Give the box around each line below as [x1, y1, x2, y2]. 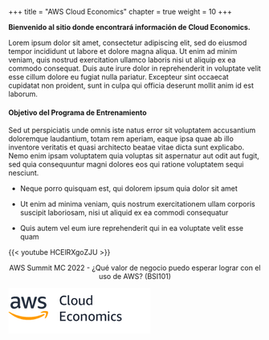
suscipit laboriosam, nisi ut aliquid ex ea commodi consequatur [19, 208, 229, 218]
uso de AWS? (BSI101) [99, 272, 171, 281]
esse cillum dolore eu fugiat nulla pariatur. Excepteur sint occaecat [8, 72, 229, 81]
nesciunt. [8, 168, 39, 178]
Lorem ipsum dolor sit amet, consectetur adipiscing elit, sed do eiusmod [8, 38, 247, 47]
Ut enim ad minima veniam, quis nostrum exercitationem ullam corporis [19, 199, 255, 209]
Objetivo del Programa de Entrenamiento [8, 108, 147, 117]
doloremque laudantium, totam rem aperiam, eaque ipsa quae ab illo [8, 134, 234, 144]
